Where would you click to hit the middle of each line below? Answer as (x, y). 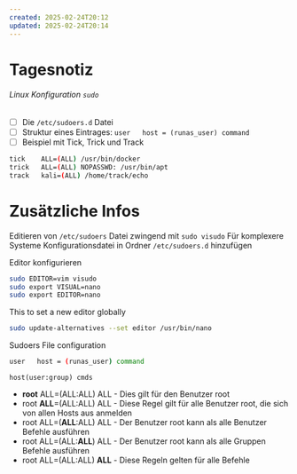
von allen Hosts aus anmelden (77, 413)
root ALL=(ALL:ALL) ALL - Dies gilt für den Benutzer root (126, 394)
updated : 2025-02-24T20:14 (59, 26)
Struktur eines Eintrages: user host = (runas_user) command (136, 132)
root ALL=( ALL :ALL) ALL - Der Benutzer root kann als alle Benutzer (145, 423)
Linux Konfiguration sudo (54, 95)
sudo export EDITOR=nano (55, 295)
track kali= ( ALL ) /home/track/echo (79, 175)
